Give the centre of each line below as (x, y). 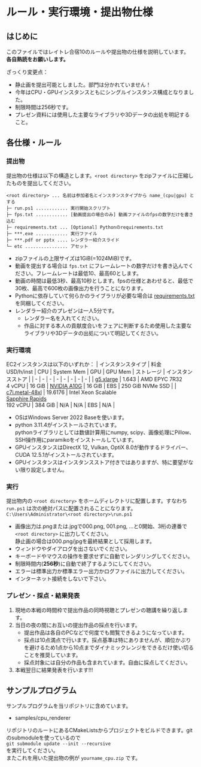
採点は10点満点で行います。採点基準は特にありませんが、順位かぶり (107, 640)
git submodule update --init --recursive (59, 744)
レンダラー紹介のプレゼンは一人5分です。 (66, 310)
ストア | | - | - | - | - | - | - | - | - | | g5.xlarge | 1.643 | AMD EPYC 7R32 (97, 379)
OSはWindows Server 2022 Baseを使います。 (71, 417)
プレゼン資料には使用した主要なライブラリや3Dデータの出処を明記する (102, 115)
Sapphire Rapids (26, 398)
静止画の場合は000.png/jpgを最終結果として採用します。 (85, 541)
